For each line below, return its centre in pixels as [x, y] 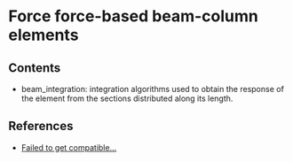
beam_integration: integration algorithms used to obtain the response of [153, 89]
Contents [35, 68]
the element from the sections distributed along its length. [127, 98]
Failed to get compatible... [69, 147]
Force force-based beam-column [133, 16]
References [41, 126]
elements [44, 35]
